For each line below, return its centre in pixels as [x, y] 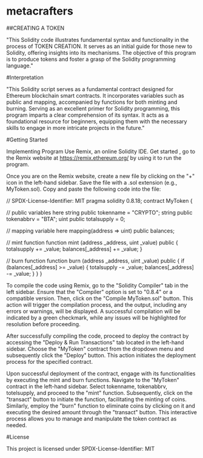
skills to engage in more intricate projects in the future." [75, 128]
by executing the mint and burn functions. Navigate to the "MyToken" [93, 380]
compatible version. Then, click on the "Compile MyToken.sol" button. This [100, 298]
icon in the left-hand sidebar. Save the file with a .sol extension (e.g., [92, 182]
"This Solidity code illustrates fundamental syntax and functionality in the [98, 39]
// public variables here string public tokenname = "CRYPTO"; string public [99, 212]
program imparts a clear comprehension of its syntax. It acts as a [87, 115]
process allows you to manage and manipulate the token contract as [92, 419]
